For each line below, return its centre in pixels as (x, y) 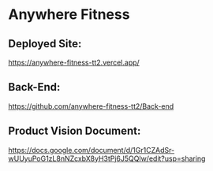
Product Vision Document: (75, 131)
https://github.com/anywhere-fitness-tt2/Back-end (91, 106)
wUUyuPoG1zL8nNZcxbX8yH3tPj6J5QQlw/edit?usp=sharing (107, 158)
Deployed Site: (45, 44)
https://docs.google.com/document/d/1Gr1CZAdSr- (92, 150)
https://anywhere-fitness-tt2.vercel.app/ (74, 62)
